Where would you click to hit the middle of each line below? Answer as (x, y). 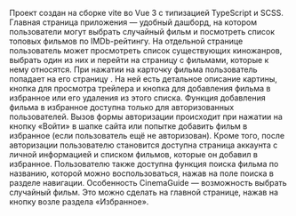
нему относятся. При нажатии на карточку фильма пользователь (133, 69)
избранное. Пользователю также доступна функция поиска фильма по (144, 164)
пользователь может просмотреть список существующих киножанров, (146, 51)
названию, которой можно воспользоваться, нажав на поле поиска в (141, 173)
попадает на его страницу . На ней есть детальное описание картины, (144, 79)
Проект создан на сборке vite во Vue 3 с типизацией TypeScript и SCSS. (147, 13)
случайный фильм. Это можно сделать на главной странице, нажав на (144, 192)
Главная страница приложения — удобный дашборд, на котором (133, 22)
